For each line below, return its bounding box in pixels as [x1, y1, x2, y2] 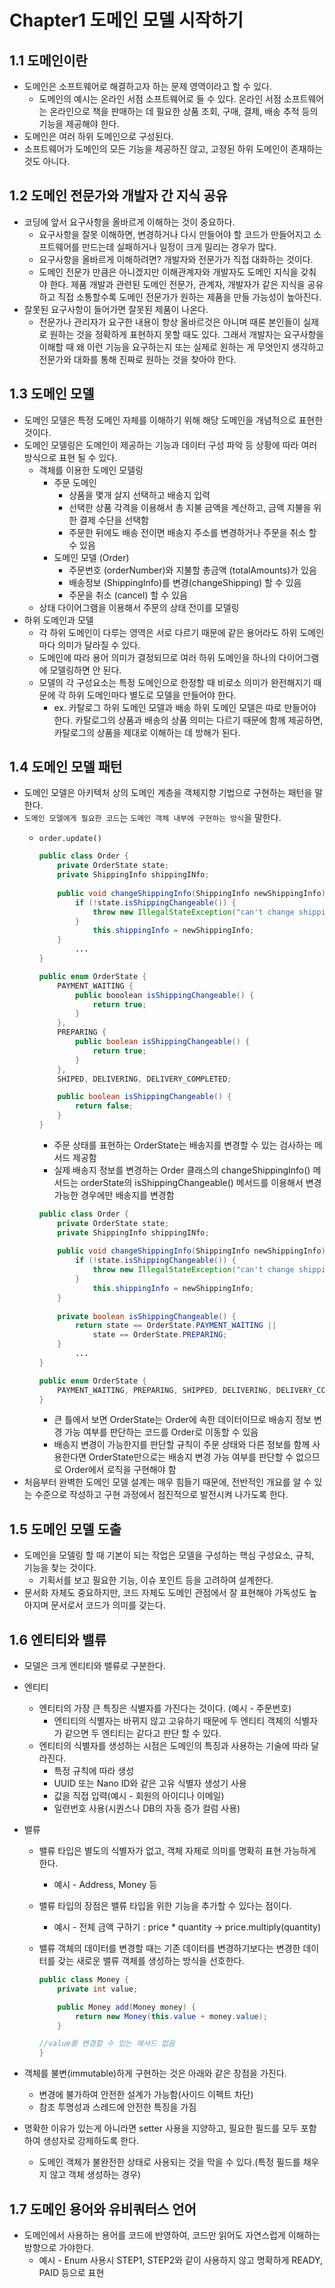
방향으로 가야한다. [23, 2242, 94, 2253]
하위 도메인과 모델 [23, 614, 94, 626]
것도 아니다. [23, 156, 71, 167]
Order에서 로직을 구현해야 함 [64, 1464, 177, 1476]
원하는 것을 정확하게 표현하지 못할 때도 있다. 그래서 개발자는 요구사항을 [49, 328, 325, 340]
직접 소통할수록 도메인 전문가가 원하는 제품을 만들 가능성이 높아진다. [57, 291, 322, 303]
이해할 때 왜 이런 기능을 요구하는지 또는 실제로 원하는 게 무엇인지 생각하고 [38, 341, 325, 353]
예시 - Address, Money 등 [53, 1879, 158, 1891]
